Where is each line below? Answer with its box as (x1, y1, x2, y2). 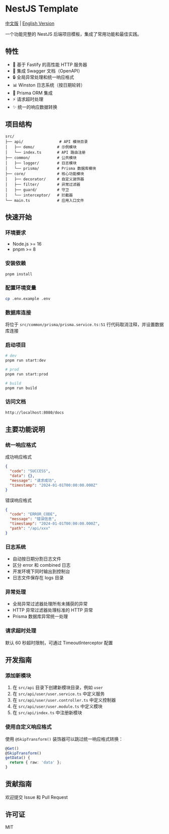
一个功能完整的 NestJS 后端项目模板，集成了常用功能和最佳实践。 (5, 31, 142, 37)
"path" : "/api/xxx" (10, 526, 51, 531)
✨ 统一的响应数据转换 (12, 104, 58, 110)
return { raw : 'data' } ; (10, 760, 62, 765)
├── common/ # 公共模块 (5, 155, 77, 160)
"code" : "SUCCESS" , (10, 469, 51, 474)
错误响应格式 (5, 497, 32, 503)
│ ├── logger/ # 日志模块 (5, 161, 77, 166)
